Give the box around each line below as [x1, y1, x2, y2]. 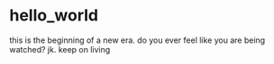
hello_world [9, 5, 99, 26]
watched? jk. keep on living [9, 44, 111, 54]
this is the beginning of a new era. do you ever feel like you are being [9, 35, 266, 45]
